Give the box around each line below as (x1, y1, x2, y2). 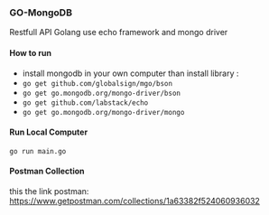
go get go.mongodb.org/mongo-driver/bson (22, 89, 181, 98)
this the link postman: (9, 185, 89, 196)
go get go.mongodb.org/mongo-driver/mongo (22, 107, 185, 117)
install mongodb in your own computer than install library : (22, 68, 239, 79)
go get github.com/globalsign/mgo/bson (22, 79, 173, 88)
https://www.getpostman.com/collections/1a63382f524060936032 (9, 195, 260, 206)
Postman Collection (9, 165, 85, 177)
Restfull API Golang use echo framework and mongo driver (9, 27, 228, 38)
